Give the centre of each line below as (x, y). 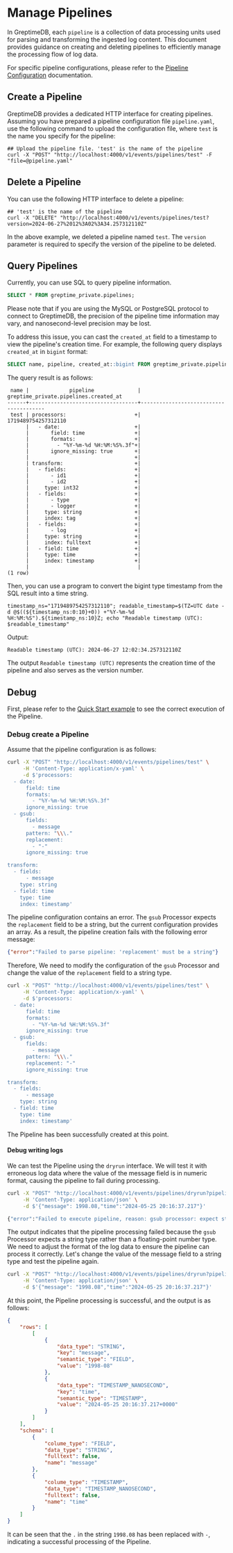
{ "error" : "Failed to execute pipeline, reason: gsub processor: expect (113, 1218)
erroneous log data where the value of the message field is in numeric (107, 1173)
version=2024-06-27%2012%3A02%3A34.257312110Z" (77, 224)
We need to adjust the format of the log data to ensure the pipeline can (109, 1247)
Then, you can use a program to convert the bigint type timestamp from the (115, 586)
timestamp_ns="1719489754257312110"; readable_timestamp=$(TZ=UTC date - (116, 606)
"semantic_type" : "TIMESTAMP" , (102, 1398)
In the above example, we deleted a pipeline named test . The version (107, 236)
